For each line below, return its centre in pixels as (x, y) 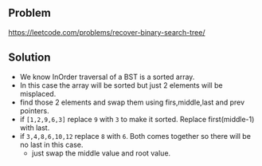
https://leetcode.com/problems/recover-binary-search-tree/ (107, 32)
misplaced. (38, 93)
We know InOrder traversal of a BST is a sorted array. (107, 77)
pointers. (34, 110)
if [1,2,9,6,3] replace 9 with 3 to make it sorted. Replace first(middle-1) (137, 119)
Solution (29, 58)
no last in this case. (51, 144)
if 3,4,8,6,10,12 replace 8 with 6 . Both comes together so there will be (135, 136)
